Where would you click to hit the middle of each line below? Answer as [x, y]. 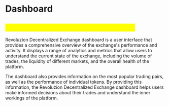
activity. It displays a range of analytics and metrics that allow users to [79, 50]
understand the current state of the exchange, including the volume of [79, 56]
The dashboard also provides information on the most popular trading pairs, [84, 76]
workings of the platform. [32, 98]
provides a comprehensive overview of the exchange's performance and [81, 45]
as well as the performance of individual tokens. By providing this [74, 82]
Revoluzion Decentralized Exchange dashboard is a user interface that [79, 40]
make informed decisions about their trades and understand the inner [78, 93]
